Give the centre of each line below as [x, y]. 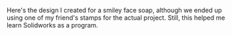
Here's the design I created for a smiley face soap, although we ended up [114, 10]
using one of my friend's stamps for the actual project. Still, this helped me [116, 18]
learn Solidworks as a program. [53, 25]
